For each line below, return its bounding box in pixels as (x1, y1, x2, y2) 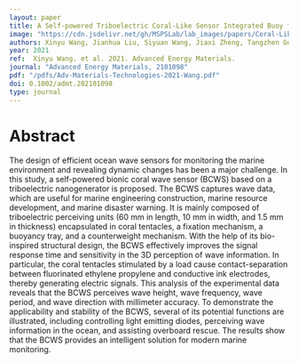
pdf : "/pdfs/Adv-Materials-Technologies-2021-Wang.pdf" (9, 71, 220, 80)
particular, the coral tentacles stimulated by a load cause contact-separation (9, 259, 288, 270)
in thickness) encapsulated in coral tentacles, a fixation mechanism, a (9, 222, 263, 232)
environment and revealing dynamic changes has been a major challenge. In (9, 165, 288, 175)
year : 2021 (9, 46, 50, 55)
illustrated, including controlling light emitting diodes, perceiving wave (9, 316, 265, 327)
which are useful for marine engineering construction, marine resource (9, 193, 268, 204)
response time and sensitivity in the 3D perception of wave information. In (9, 250, 279, 261)
